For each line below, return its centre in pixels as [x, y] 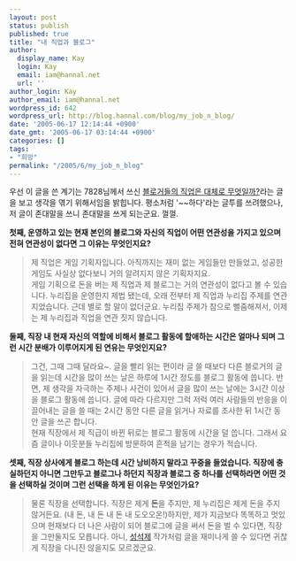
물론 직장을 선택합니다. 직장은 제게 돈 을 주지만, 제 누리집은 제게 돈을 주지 [156, 503]
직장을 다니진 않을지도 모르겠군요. [98, 548]
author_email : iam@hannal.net [65, 100]
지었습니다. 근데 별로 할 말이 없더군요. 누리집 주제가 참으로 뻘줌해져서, [151, 307]
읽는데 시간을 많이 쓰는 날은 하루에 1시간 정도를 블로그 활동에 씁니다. [157, 378]
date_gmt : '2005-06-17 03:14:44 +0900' [83, 133]
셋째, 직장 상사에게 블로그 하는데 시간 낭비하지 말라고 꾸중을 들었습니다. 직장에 [142, 463]
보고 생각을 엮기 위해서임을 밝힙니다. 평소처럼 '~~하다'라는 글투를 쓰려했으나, [151, 203]
